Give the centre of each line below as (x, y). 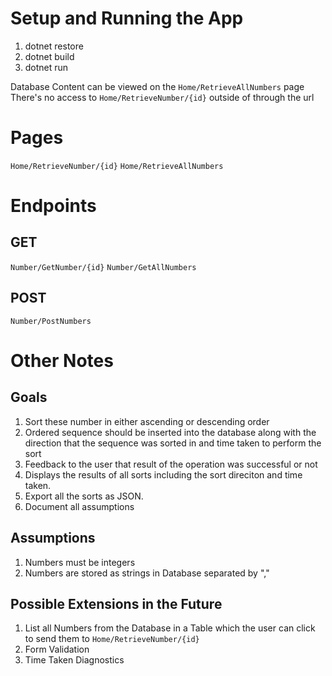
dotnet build (49, 56)
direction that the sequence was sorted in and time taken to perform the (173, 443)
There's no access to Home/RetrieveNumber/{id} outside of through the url (162, 97)
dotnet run (46, 67)
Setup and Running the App (127, 18)
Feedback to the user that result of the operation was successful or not (171, 464)
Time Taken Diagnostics (74, 660)
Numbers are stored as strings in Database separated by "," (147, 573)
